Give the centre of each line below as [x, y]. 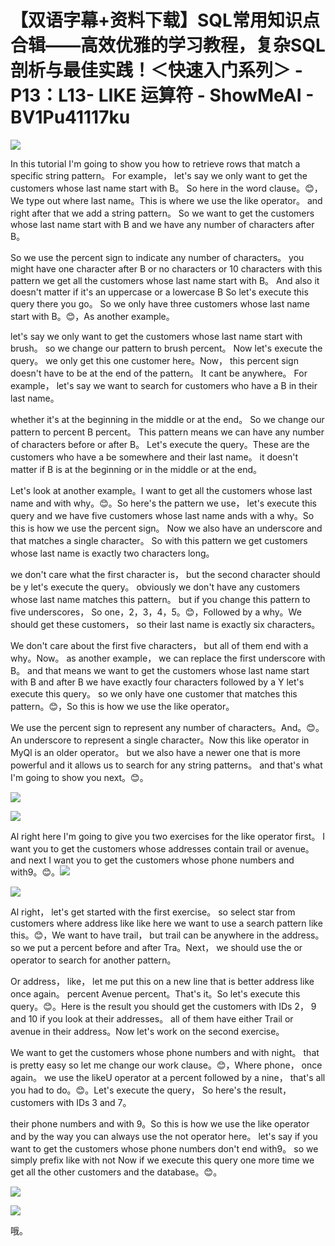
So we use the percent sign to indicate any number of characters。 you [157, 257]
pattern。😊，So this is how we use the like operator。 [122, 706]
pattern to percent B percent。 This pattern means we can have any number [167, 432]
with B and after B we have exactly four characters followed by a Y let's [157, 682]
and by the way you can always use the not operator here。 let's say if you [164, 1136]
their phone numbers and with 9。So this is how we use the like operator [160, 1123]
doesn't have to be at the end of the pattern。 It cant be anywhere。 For [159, 373]
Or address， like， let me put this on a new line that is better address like [162, 981]
